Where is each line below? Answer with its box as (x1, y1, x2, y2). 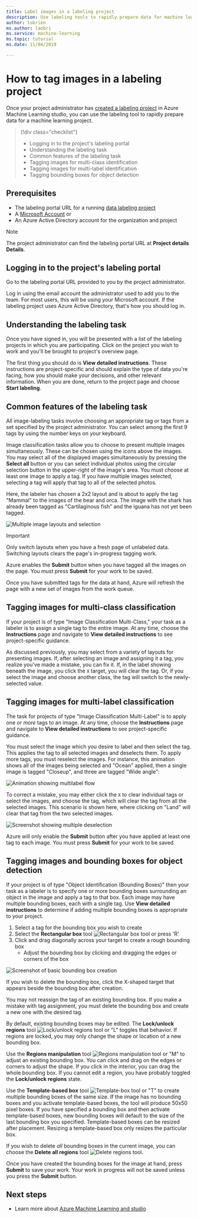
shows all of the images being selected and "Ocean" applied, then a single (6, 762, 187, 769)
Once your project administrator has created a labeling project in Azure (6, 104, 179, 111)
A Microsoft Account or (14, 210, 72, 217)
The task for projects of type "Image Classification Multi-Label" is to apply (6, 713, 187, 720)
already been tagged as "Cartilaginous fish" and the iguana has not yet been (6, 503, 192, 510)
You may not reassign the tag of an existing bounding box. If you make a (6, 996, 181, 1003)
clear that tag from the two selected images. (6, 810, 114, 817)
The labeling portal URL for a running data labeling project (14, 204, 156, 211)
